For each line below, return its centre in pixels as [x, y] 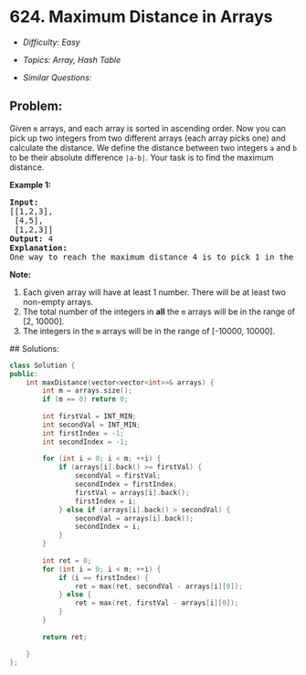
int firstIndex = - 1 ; [84, 433]
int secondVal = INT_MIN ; [92, 425]
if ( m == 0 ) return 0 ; [85, 399]
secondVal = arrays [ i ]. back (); [134, 518]
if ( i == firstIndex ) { [103, 577]
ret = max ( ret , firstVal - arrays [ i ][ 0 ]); [157, 603]
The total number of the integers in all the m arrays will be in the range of [158, 311]
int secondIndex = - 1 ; [85, 442]
